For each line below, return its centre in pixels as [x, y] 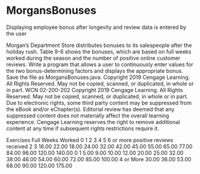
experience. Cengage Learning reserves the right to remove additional [93, 122]
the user [17, 33]
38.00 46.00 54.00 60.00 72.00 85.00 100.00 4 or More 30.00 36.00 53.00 [99, 159]
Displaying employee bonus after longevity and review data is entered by [96, 27]
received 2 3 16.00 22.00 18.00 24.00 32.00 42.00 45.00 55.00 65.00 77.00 [99, 146]
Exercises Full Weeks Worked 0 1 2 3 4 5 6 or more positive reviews [90, 140]
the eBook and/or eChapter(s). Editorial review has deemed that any [90, 109]
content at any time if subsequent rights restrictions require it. [83, 128]
